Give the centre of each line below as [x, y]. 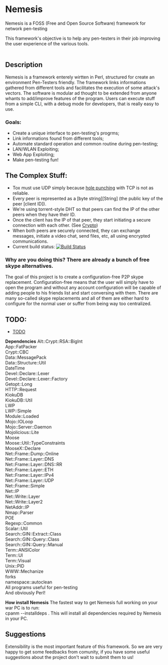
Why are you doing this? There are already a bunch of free [77, 259]
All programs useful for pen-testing [41, 587]
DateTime [15, 368]
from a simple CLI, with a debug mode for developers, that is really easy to [82, 104]
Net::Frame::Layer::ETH [29, 470]
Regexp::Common [24, 523]
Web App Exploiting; [34, 155]
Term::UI [14, 555]
